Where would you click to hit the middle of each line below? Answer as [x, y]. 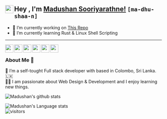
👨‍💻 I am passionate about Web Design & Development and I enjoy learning [81, 82]
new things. [17, 87]
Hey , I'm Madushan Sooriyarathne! [70, 9]
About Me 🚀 [20, 60]
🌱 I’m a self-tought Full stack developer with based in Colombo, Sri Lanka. [81, 71]
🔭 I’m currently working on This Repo [50, 27]
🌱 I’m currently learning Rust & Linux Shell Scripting [65, 33]
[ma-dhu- [141, 9]
